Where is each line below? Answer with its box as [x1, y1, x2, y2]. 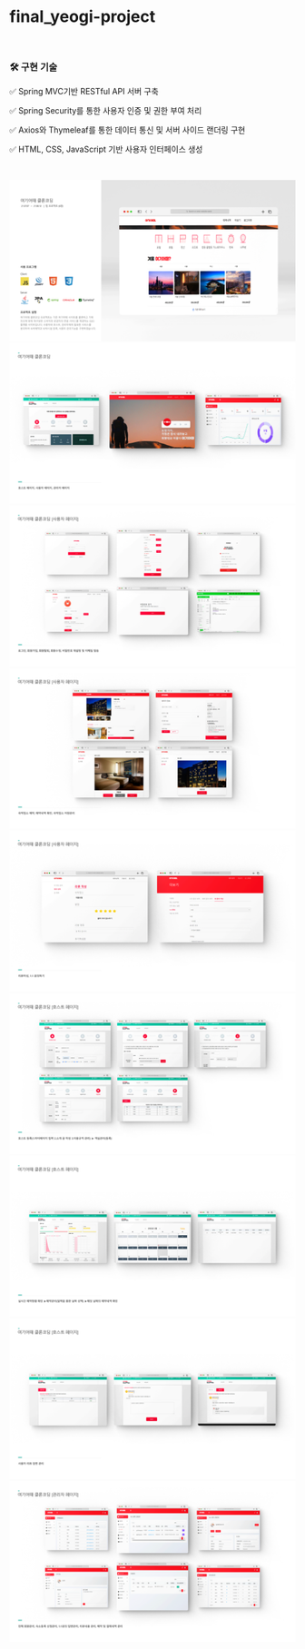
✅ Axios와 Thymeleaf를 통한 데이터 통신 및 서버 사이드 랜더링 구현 [9, 124, 246, 135]
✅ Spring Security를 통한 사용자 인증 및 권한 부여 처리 [9, 105, 202, 116]
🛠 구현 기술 [9, 61, 58, 74]
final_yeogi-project [9, 6, 156, 27]
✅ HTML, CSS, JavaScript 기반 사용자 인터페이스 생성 [9, 143, 203, 155]
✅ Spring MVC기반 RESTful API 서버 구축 [9, 86, 159, 97]
